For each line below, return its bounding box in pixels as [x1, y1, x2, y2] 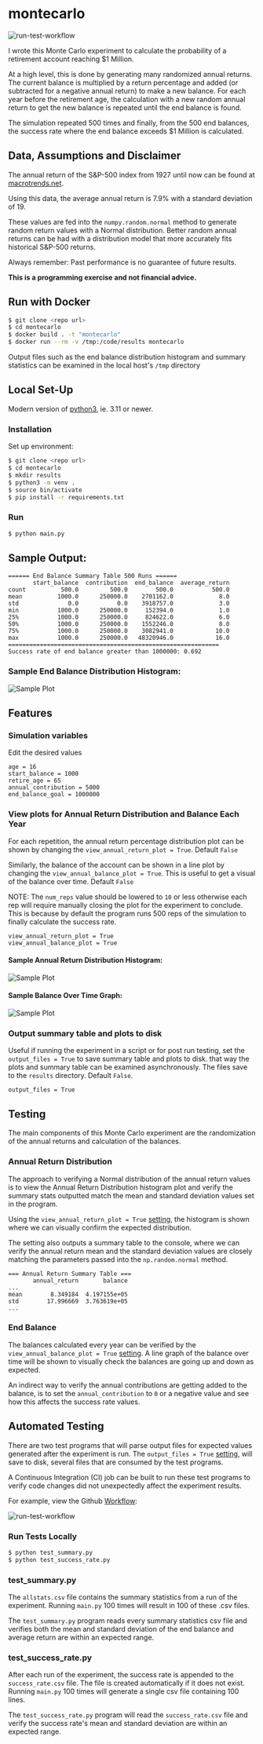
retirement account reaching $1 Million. [8, 54, 135, 64]
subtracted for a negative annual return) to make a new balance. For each [8, 86, 247, 95]
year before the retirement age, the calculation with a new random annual [8, 94, 246, 104]
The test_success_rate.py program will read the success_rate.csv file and [8, 1710, 248, 1720]
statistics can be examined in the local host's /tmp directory [8, 360, 201, 370]
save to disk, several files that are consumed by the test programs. [8, 1457, 224, 1467]
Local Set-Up [8, 383, 74, 397]
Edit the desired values [8, 748, 82, 758]
